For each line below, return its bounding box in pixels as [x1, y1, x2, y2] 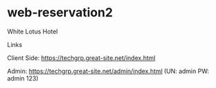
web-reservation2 [7, 5, 114, 20]
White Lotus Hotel [7, 27, 58, 35]
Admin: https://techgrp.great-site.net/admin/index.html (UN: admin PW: [7, 67, 210, 75]
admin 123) [7, 74, 39, 83]
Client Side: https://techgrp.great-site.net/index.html [7, 53, 156, 62]
